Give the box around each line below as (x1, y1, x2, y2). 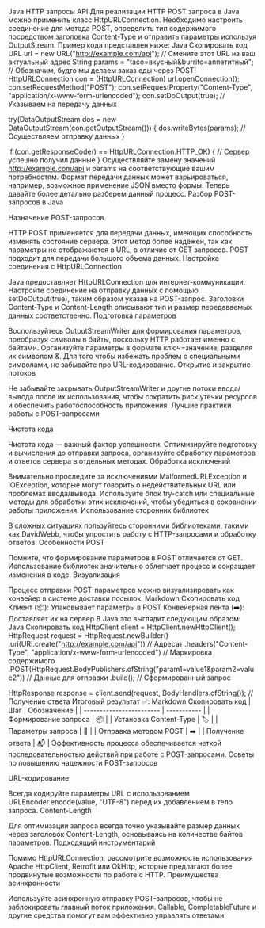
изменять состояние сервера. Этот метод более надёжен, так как (8, 237, 233, 246)
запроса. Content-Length (8, 806, 93, 815)
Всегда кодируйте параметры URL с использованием (8, 789, 190, 798)
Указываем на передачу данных (8, 99, 117, 109)
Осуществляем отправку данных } (8, 132, 125, 141)
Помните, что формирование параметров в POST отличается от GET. (8, 553, 244, 562)
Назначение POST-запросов (8, 213, 104, 222)
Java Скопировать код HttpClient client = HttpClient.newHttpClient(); (8, 622, 236, 632)
